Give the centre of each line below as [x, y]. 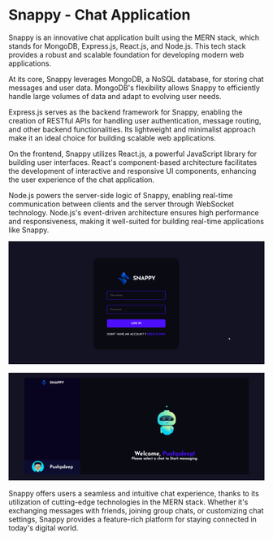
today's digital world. [43, 528]
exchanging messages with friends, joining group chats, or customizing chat [136, 510]
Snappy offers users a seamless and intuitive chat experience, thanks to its [134, 493]
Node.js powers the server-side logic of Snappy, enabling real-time [121, 195]
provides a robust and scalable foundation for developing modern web [126, 54]
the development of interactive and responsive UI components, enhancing [132, 171]
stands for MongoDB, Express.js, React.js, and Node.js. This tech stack [127, 45]
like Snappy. [29, 230]
